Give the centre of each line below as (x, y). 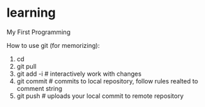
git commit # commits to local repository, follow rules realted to (107, 81)
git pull (26, 66)
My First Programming (39, 32)
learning (31, 13)
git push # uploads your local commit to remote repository (100, 96)
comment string (39, 88)
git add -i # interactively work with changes (79, 74)
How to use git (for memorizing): (53, 45)
